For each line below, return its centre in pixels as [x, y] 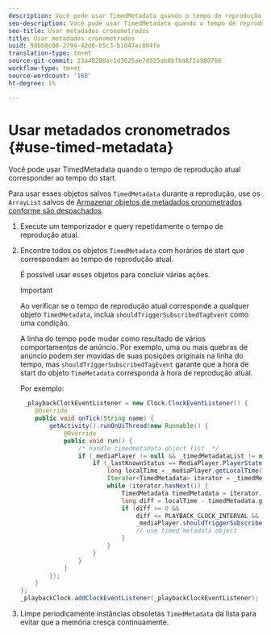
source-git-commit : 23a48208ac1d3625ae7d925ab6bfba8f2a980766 [115, 61]
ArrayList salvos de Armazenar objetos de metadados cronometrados [125, 202]
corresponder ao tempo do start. [63, 178]
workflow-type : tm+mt [45, 68]
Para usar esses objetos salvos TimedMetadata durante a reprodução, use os [134, 193]
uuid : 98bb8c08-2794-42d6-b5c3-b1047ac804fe [84, 46]
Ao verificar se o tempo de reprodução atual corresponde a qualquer [135, 306]
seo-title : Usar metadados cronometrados [79, 31]
